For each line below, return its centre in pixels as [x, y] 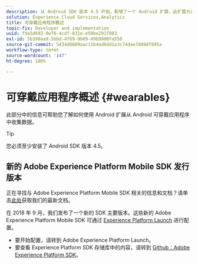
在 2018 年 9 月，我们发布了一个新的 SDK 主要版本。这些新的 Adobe [89, 213]
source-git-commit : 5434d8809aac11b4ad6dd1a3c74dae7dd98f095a [84, 45]
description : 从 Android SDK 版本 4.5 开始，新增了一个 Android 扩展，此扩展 [96, 12]
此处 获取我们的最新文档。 [42, 200]
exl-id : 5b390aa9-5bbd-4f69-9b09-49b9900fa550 [64, 39]
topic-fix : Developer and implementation [58, 28]
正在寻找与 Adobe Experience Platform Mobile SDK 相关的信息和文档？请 [95, 193]
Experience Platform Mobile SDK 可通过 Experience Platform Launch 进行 [95, 220]
